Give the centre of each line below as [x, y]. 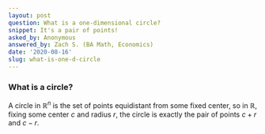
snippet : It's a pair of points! [63, 30]
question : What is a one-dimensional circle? [84, 23]
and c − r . [24, 122]
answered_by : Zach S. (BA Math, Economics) [81, 45]
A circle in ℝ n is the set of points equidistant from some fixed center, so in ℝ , [132, 105]
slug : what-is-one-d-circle [55, 60]
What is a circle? [41, 87]
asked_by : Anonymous [42, 37]
